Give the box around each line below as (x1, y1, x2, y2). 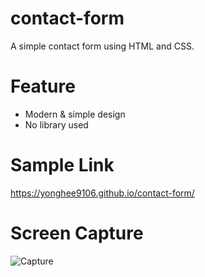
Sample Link (10, 154, 115, 177)
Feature (10, 75, 76, 98)
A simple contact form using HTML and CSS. (10, 40, 195, 52)
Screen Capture (10, 222, 144, 244)
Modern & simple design (24, 108, 126, 120)
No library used (24, 118, 89, 131)
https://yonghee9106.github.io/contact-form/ (10, 187, 195, 199)
